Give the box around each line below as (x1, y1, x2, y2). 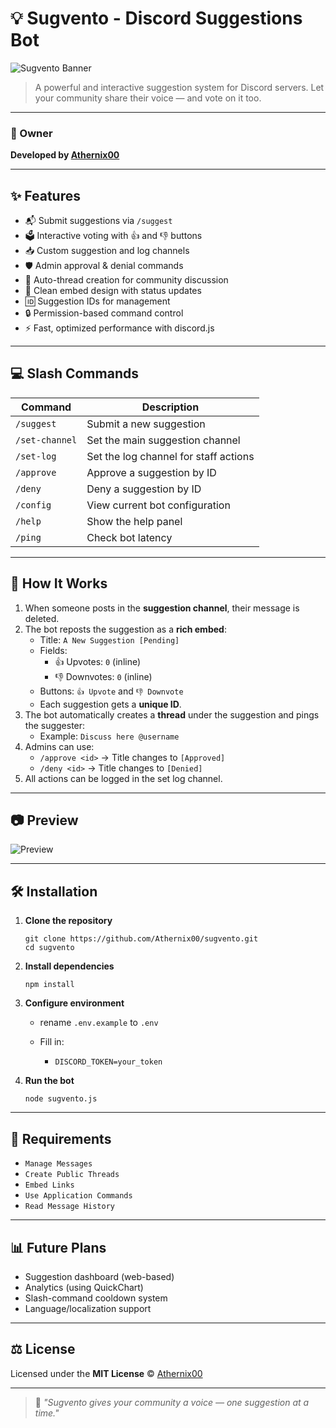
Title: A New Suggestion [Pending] (39, 633, 180, 646)
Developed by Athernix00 (10, 149, 120, 161)
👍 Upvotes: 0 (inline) (54, 655, 142, 667)
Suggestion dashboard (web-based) (24, 1270, 175, 1282)
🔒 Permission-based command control (24, 307, 184, 319)
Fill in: (39, 1036, 65, 1048)
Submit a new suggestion (86, 417, 206, 431)
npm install (24, 980, 75, 990)
